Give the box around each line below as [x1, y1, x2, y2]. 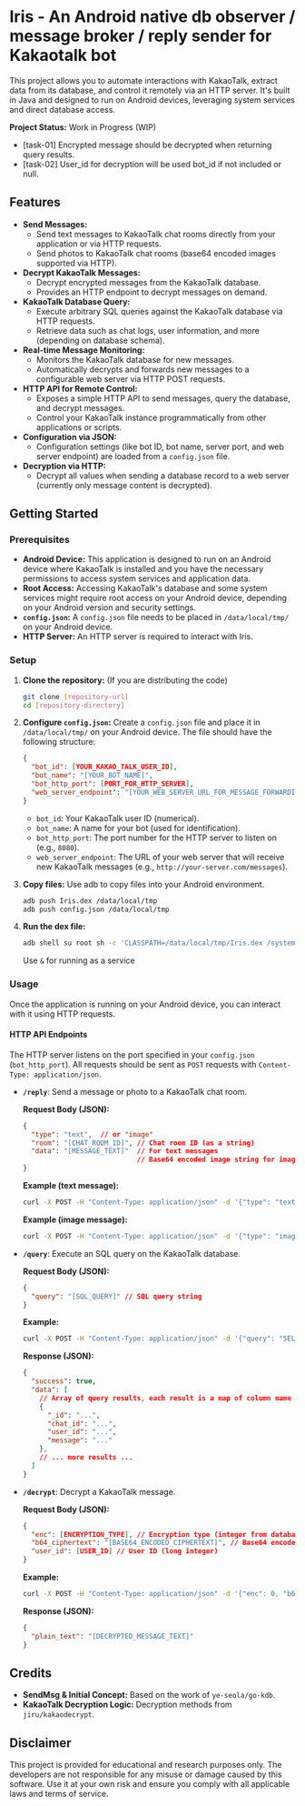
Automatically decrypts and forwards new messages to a [35, 364, 250, 375]
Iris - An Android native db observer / [9, 6, 296, 27]
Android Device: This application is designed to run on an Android [22, 554, 271, 565]
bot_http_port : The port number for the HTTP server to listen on [35, 832, 277, 843]
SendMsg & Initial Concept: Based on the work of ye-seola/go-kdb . [22, 1690, 276, 1701]
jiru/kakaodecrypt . [22, 1709, 95, 1720]
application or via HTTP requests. [35, 238, 162, 249]
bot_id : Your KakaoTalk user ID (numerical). [35, 812, 200, 824]
